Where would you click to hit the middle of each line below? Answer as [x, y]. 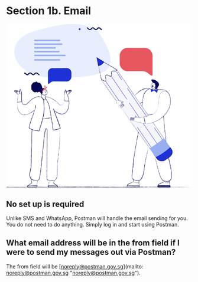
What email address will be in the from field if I [93, 243]
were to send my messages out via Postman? [91, 252]
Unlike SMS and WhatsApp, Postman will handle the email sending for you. [97, 218]
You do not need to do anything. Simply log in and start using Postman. [92, 224]
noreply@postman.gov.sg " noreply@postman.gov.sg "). [73, 273]
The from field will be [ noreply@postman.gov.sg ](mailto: [75, 266]
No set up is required [45, 204]
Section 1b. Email [49, 11]
